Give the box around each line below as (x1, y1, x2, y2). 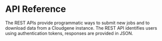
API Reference (5, 3, 66, 15)
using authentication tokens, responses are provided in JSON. (5, 30, 133, 36)
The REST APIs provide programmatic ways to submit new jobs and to (5, 20, 150, 26)
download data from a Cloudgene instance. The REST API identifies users (5, 25, 157, 31)
